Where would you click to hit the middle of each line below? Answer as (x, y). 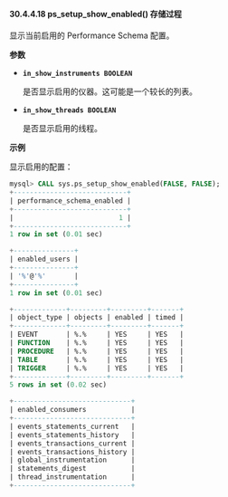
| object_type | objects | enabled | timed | (96, 318)
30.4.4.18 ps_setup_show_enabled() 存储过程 (96, 14)
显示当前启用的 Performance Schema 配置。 (92, 35)
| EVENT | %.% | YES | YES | (96, 335)
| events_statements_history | (72, 435)
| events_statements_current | (72, 426)
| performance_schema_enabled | (70, 201)
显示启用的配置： (41, 167)
